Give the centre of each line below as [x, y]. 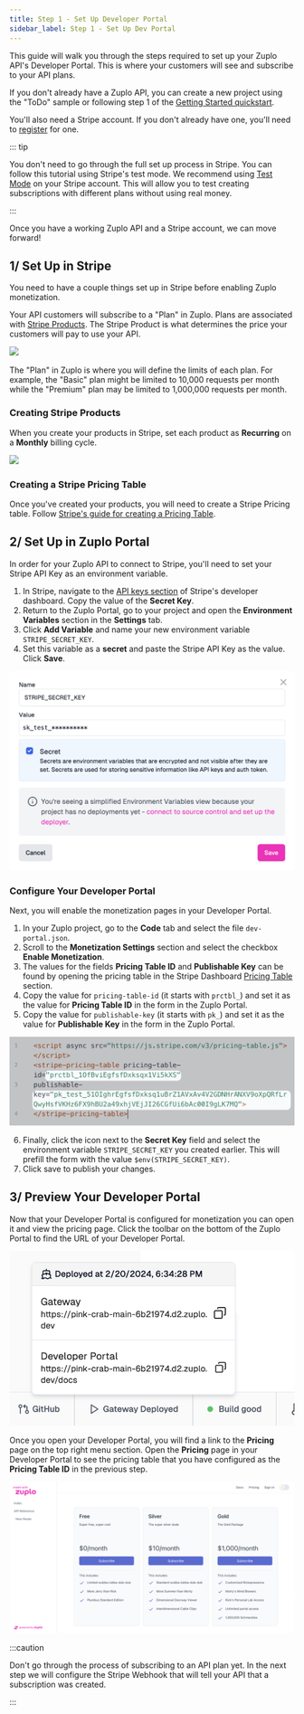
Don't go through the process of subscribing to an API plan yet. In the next [148, 1665]
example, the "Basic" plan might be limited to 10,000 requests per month [144, 380]
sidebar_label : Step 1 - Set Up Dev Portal [93, 28]
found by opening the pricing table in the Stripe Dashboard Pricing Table [157, 976]
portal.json [45, 938]
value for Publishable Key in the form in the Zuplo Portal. [128, 1024]
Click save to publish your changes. [89, 1169]
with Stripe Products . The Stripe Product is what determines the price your [148, 325]
